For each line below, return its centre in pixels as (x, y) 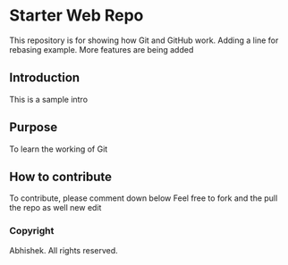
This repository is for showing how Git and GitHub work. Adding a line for (144, 40)
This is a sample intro (48, 99)
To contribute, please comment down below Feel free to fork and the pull (144, 198)
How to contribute (61, 176)
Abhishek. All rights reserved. (64, 250)
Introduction (45, 78)
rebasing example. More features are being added (102, 49)
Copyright (32, 231)
